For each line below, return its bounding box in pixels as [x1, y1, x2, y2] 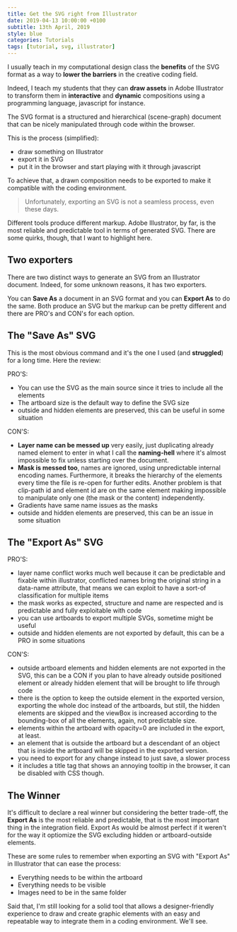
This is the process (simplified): [7, 134, 99, 142]
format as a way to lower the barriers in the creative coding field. [7, 70, 198, 78]
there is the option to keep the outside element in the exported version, [17, 694, 225, 702]
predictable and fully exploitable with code [17, 606, 142, 615]
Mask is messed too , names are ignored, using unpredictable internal [17, 463, 221, 472]
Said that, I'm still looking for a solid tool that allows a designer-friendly [7, 902, 214, 911]
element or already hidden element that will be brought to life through [17, 679, 221, 687]
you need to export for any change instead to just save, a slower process [17, 754, 231, 762]
